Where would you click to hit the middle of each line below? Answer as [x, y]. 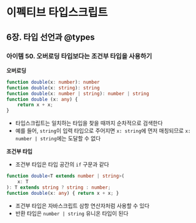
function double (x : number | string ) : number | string [78, 93]
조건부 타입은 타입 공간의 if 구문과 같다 [62, 164]
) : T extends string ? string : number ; [59, 187]
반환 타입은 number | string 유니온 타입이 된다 [72, 213]
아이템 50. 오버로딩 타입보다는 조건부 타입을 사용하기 [79, 56]
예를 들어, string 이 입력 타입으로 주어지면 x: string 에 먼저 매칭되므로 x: [103, 131]
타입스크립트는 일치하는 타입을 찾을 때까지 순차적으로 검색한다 [89, 123]
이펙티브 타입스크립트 [57, 13]
